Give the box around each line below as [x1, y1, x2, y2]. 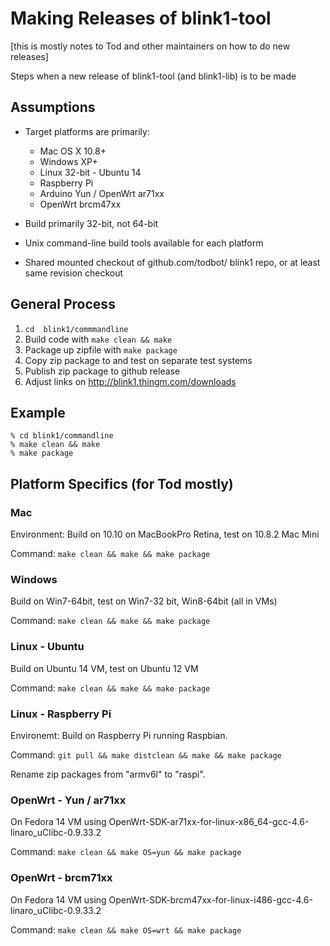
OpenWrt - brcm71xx [10, 871, 113, 885]
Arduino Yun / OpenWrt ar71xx [39, 187, 165, 199]
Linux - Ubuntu [10, 640, 85, 654]
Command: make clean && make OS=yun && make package [10, 846, 242, 858]
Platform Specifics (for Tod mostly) [10, 475, 234, 492]
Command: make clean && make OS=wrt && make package [10, 923, 242, 936]
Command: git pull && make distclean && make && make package [10, 748, 282, 761]
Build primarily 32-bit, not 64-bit [24, 217, 159, 229]
